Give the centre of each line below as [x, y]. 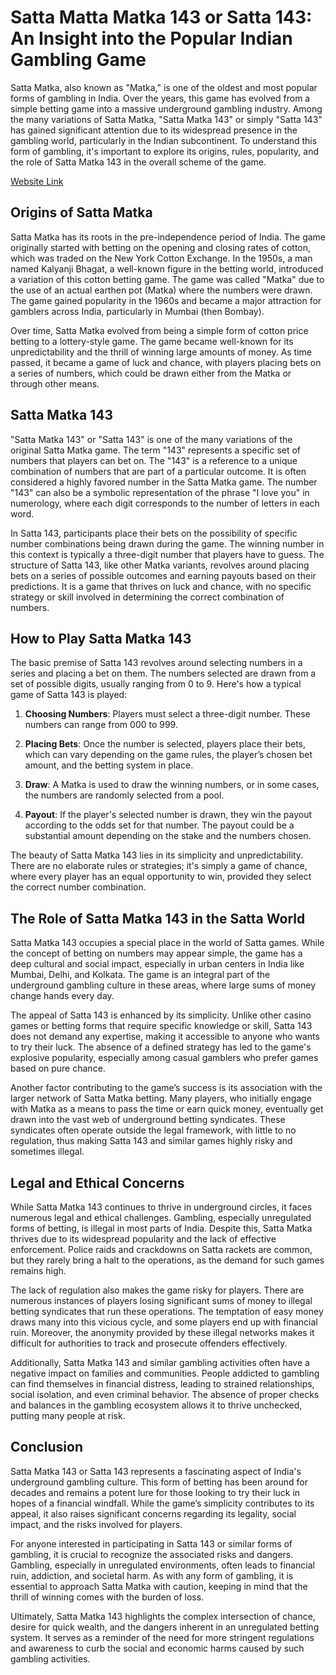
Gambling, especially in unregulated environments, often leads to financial [162, 1565]
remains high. [38, 1270]
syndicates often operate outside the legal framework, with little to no [153, 1130]
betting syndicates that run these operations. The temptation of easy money [167, 1311]
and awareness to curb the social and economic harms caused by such [157, 1648]
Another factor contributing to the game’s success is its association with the [166, 1088]
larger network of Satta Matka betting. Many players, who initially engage [161, 1098]
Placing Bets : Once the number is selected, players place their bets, [165, 744]
